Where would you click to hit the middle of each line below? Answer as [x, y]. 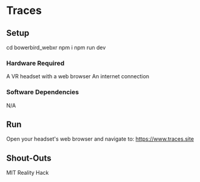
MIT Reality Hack [28, 173]
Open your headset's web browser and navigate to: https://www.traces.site [100, 139]
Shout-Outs [29, 158]
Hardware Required [35, 63]
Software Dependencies [43, 92]
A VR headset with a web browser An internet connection [78, 76]
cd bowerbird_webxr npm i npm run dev [56, 47]
